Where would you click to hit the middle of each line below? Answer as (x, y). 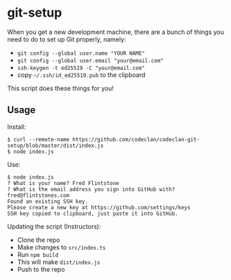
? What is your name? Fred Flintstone (63, 183)
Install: (17, 127)
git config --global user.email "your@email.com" (91, 60)
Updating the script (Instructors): (54, 226)
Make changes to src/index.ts (61, 247)
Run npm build (38, 254)
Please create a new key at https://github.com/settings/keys (99, 207)
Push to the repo (41, 269)
